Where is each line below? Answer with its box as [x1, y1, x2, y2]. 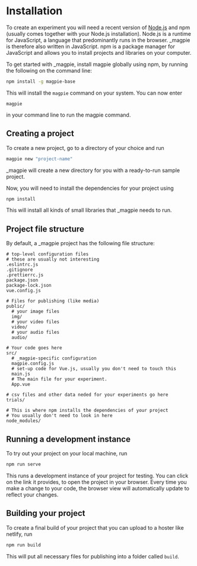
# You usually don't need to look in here [6, 412, 113, 419]
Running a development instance [6, 434, 131, 444]
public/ [6, 304, 26, 309]
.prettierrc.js [6, 272, 44, 278]
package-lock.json [6, 283, 52, 289]
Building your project [6, 508, 85, 518]
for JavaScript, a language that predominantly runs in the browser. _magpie [6, 36, 190, 43]
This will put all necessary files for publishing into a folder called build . [6, 552, 179, 560]
